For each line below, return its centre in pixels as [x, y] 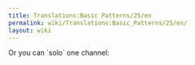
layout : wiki [30, 30]
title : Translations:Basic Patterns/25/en [80, 15]
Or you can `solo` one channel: [59, 53]
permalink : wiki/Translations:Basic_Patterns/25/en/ [98, 23]
